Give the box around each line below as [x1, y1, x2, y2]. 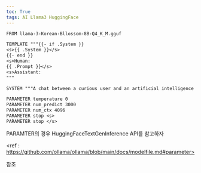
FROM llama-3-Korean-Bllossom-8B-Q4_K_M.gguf [6, 30, 121, 36]
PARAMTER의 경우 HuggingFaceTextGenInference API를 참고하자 [6, 129, 165, 137]
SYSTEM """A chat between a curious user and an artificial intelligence [6, 85, 194, 91]
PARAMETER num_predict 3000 [6, 102, 77, 108]
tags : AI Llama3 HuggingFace [6, 14, 79, 20]
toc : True [6, 8, 31, 15]
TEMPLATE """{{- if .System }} [6, 41, 84, 48]
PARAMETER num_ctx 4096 [6, 107, 66, 113]
